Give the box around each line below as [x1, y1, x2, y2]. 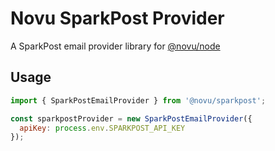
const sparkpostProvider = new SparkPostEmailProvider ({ [10, 113, 253, 124]
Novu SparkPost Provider [10, 7, 225, 30]
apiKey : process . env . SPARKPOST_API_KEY [19, 123, 186, 133]
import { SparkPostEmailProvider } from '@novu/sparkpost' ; [10, 95, 267, 106]
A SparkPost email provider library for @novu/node [10, 40, 221, 52]
